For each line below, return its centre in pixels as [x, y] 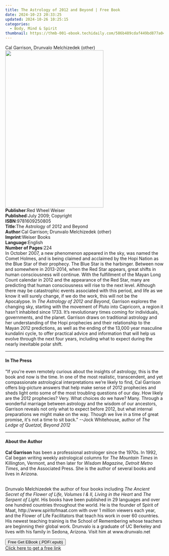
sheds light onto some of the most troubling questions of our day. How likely [84, 393]
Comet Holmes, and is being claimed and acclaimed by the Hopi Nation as [82, 258]
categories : [18, 24]
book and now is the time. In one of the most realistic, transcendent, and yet [84, 377]
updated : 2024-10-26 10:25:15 [37, 19]
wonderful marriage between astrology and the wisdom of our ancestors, [81, 404]
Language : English [24, 242]
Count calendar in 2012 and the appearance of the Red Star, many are [77, 280]
